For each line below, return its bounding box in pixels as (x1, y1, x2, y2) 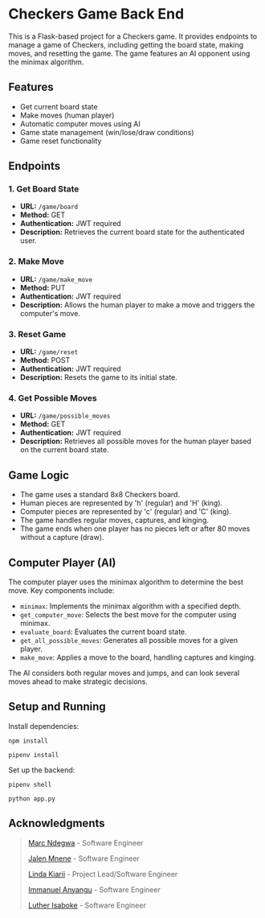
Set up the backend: (8, 765, 75, 775)
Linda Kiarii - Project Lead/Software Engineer (27, 869, 178, 879)
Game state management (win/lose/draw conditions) (19, 127, 194, 137)
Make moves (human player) (19, 110, 115, 120)
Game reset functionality (19, 136, 102, 146)
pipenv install (8, 751, 59, 759)
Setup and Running (8, 700, 106, 714)
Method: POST (19, 356, 71, 365)
